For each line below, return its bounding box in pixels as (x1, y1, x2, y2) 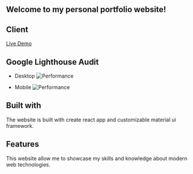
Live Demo (6, 40, 32, 47)
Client (6, 25, 29, 34)
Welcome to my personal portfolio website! (6, 5, 167, 15)
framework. (6, 122, 34, 129)
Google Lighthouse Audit (6, 57, 99, 67)
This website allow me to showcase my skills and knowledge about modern (6, 155, 188, 162)
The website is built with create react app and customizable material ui (6, 116, 177, 123)
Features (6, 140, 39, 149)
